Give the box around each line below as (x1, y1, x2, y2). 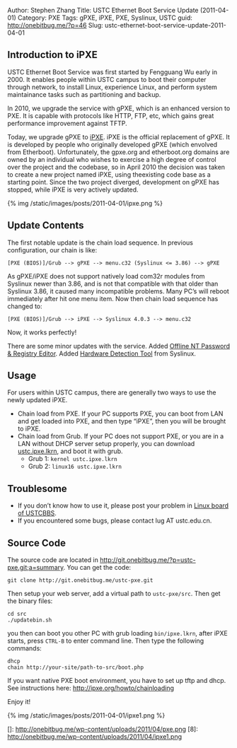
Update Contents (7, 219, 84, 232)
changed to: (7, 302, 42, 310)
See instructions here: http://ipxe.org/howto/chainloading (7, 684, 175, 692)
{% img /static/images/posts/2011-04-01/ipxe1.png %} (7, 711, 166, 720)
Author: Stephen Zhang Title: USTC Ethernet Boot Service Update (7, 6, 199, 14)
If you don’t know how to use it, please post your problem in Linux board (17, 501, 229, 510)
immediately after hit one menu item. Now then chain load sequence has (7, 294, 219, 303)
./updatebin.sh (7, 616, 52, 624)
